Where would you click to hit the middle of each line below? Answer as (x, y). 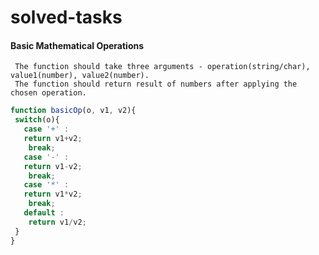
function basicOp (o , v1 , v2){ (73, 111)
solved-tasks (66, 17)
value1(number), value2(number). (80, 76)
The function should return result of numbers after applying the (156, 84)
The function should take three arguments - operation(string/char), (162, 67)
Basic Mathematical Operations (77, 45)
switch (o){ (37, 120)
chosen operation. (48, 93)
